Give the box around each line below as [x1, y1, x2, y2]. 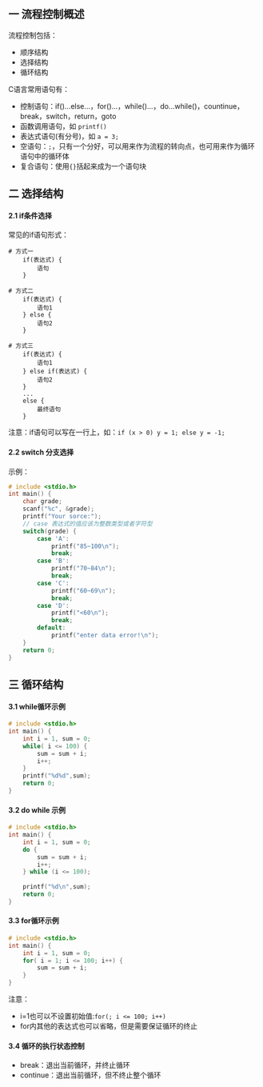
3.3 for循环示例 [8, 916, 60, 925]
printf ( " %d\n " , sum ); [22, 883, 91, 891]
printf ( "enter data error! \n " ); [50, 631, 159, 640]
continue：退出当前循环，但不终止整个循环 [19, 1070, 161, 1080]
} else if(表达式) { [22, 367, 88, 376]
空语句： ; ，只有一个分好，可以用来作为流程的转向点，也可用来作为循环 [19, 141, 255, 150]
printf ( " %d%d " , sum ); [22, 772, 91, 780]
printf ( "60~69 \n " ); [50, 586, 116, 594]
